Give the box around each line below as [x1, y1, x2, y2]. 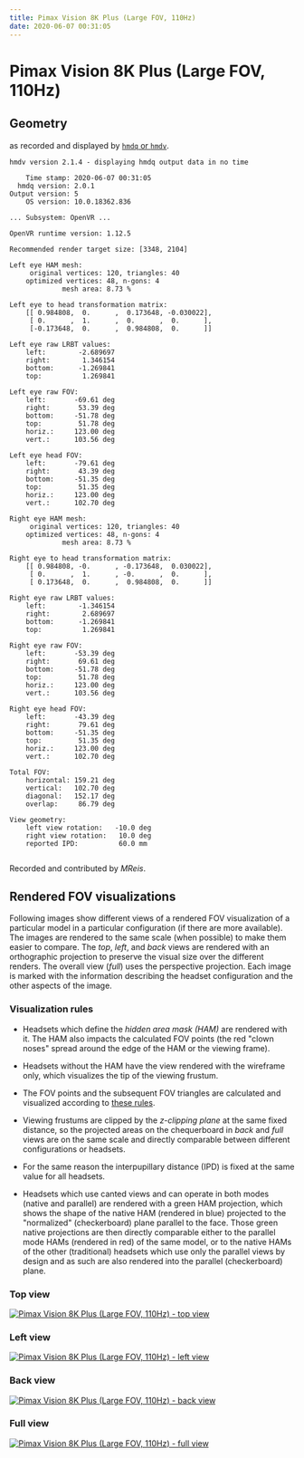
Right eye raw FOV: [9, 640, 83, 650]
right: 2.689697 [25, 609, 116, 619]
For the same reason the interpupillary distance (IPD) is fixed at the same [22, 1161, 295, 1172]
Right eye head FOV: [9, 704, 88, 714]
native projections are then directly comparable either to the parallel [22, 1226, 276, 1237]
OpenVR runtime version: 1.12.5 [9, 228, 131, 238]
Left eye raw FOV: [9, 387, 79, 397]
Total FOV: [9, 767, 51, 777]
